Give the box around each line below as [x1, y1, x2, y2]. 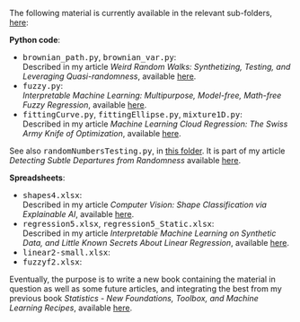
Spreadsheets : [9, 172, 66, 183]
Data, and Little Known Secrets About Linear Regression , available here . [22, 238, 290, 248]
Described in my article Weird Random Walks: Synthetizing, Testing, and [22, 62, 291, 72]
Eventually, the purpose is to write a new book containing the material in [9, 274, 276, 284]
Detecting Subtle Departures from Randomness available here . [9, 155, 241, 165]
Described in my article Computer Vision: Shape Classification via [22, 199, 268, 210]
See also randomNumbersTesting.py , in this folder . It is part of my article [9, 145, 286, 156]
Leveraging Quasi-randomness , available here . [22, 71, 197, 82]
